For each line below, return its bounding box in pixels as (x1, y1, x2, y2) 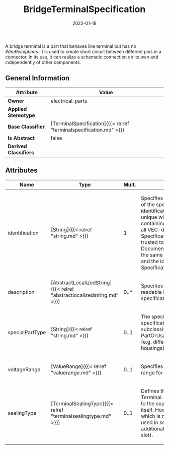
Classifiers (8, 149, 34, 156)
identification (8, 229, 39, 236)
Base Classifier (8, 123, 45, 130)
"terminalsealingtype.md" (51, 412, 112, 419)
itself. (140, 406, 154, 413)
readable (140, 288, 162, 295)
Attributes (5, 166, 38, 175)
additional (140, 425, 164, 432)
